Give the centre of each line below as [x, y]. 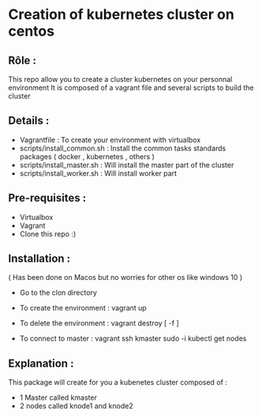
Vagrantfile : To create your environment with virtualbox [110, 140]
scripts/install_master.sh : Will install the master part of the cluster [127, 165]
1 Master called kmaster [58, 398]
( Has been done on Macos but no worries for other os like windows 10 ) [125, 277]
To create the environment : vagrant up [83, 308]
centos [32, 31]
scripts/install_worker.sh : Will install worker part [98, 173]
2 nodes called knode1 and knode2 [76, 406]
